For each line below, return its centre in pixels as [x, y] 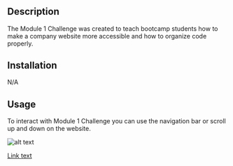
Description [33, 12]
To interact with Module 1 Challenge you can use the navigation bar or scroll [116, 121]
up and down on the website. [49, 129]
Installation [32, 65]
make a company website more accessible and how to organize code [107, 36]
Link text [20, 155]
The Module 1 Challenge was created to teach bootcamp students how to [113, 28]
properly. [20, 43]
